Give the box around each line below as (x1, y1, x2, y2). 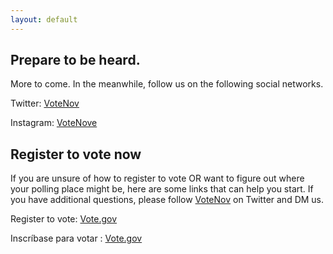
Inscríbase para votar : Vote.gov (10, 232, 143, 245)
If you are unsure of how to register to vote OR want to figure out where (10, 172, 305, 185)
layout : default (10, 14, 78, 25)
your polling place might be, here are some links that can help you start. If (10, 183, 314, 195)
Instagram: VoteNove (10, 117, 98, 129)
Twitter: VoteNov (10, 97, 80, 110)
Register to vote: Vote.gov (10, 213, 118, 225)
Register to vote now (10, 146, 142, 163)
